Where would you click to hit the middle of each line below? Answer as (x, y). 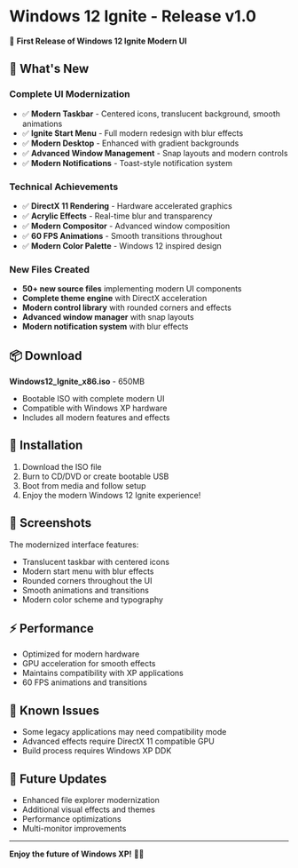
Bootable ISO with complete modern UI (93, 399)
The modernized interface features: (74, 545)
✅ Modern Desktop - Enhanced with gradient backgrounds (130, 143)
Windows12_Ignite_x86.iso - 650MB (77, 382)
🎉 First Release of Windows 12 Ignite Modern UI (98, 41)
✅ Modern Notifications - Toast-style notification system (127, 163)
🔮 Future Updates (58, 779)
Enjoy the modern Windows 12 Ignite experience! (111, 495)
